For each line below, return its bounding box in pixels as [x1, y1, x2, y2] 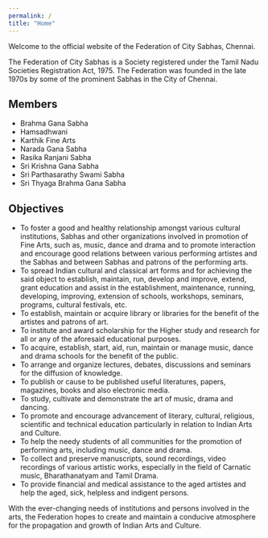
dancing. [19, 403, 50, 413]
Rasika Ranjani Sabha [19, 153, 92, 162]
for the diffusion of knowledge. [19, 368, 123, 378]
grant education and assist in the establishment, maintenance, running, [19, 283, 256, 293]
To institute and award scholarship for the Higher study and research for [19, 326, 260, 335]
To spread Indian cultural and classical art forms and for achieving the [19, 266, 253, 276]
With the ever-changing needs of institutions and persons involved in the [8, 503, 249, 513]
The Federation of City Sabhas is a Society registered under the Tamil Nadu [8, 57, 259, 67]
